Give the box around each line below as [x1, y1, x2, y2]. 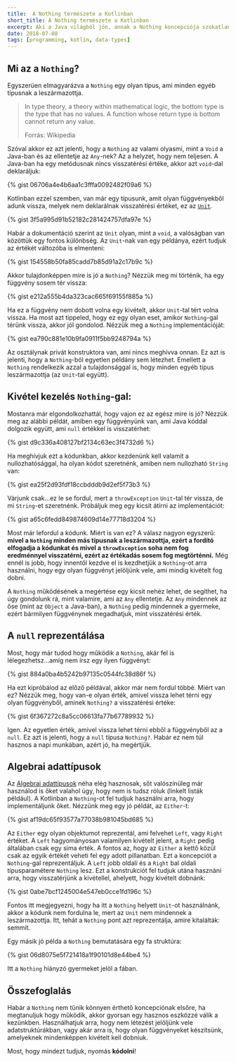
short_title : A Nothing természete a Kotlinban [7, 17, 150, 24]
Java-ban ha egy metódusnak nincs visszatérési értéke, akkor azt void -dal [7, 159, 223, 167]
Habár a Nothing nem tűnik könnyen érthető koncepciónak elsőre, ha [7, 1004, 206, 1012]
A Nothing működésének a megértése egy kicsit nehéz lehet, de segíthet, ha [7, 587, 228, 595]
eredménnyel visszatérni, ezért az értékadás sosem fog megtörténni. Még [7, 551, 228, 559]
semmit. [7, 923, 31, 932]
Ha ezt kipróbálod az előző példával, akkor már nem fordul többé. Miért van [7, 683, 225, 691]
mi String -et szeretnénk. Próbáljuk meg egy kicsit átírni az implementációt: [7, 501, 225, 510]
